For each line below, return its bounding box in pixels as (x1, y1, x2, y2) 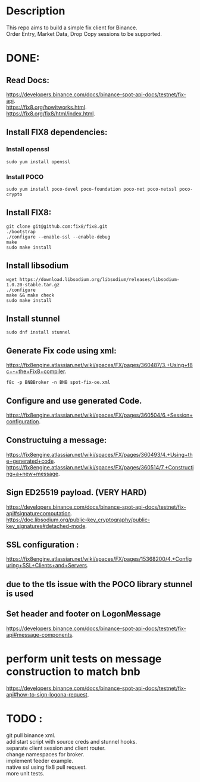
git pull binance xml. (6, 731, 55, 739)
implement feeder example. (6, 757, 73, 764)
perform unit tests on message (6, 652, 162, 665)
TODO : (6, 711, 43, 725)
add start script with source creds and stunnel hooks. (6, 738, 137, 745)
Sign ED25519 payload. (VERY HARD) (6, 487, 147, 497)
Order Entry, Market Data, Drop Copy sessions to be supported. (6, 30, 162, 37)
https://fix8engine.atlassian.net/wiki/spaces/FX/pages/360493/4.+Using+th (6, 451, 193, 458)
